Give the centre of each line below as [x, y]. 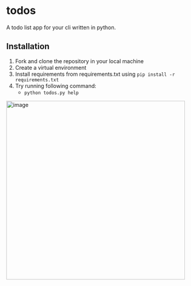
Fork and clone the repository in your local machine [79, 61]
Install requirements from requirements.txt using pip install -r [95, 74]
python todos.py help [51, 93]
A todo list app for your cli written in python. [61, 27]
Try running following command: [56, 86]
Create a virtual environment [51, 67]
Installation [28, 46]
